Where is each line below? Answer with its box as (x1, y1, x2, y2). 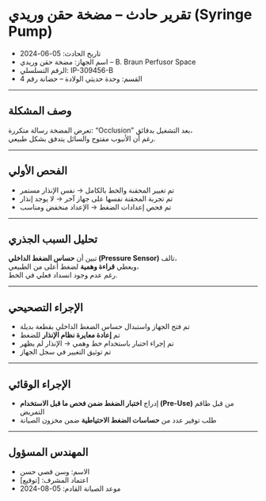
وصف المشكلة (8, 105, 72, 118)
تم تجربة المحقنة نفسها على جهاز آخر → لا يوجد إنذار (19, 193, 173, 203)
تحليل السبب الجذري (8, 232, 97, 246)
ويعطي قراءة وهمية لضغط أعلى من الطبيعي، (8, 262, 139, 271)
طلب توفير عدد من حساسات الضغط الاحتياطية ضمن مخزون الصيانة (19, 415, 217, 425)
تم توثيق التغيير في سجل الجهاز (19, 347, 112, 357)
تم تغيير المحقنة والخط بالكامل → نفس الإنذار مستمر (19, 185, 175, 195)
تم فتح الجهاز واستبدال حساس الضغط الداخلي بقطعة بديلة (19, 322, 190, 331)
